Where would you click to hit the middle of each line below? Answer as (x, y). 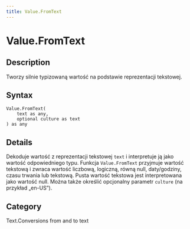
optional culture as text (49, 119)
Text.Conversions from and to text (47, 221)
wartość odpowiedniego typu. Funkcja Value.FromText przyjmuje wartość (95, 163)
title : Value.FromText (34, 12)
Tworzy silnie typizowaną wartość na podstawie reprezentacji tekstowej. (94, 77)
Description (28, 63)
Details (19, 142)
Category (24, 206)
